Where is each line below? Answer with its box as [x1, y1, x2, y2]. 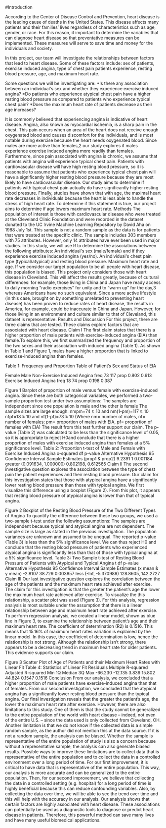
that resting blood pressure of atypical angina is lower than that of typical [5, 493, 154, 498]
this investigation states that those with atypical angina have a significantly [5, 477, 157, 483]
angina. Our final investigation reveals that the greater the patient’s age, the [5, 696, 159, 702]
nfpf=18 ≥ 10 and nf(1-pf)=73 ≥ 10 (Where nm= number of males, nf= [5, 414, 146, 419]
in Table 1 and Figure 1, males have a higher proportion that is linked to [5, 348, 148, 354]
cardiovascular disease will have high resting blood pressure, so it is [5, 164, 144, 169]
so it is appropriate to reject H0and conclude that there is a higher [5, 435, 139, 441]
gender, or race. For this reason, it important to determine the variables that [5, 30, 159, 35]
